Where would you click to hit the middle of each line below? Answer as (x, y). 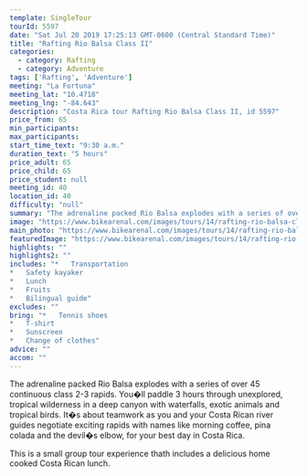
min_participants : (44, 129)
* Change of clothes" (55, 341)
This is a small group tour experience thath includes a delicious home (140, 453)
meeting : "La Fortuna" (53, 86)
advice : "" (30, 349)
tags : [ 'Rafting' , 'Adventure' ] (71, 78)
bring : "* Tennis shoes (58, 315)
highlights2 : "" (40, 256)
